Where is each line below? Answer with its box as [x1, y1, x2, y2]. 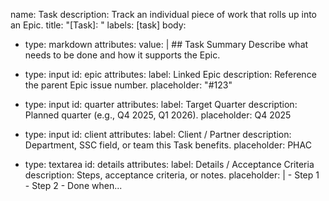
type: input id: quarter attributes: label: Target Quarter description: [24, 99, 298, 110]
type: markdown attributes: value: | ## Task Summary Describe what [24, 39, 309, 50]
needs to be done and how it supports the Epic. [24, 49, 221, 61]
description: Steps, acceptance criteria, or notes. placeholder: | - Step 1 [24, 169, 320, 181]
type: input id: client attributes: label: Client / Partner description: [24, 129, 292, 140]
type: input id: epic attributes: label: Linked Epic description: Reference [24, 69, 317, 80]
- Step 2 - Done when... [24, 180, 123, 191]
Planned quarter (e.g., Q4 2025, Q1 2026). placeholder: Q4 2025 [24, 109, 292, 121]
